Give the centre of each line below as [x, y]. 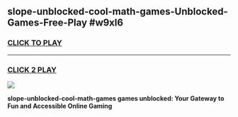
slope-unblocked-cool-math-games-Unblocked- [118, 12]
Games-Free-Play [47, 23]
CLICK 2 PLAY [32, 69]
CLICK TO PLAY [35, 43]
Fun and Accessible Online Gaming [60, 106]
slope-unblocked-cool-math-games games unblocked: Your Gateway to [116, 98]
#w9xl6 [106, 23]
